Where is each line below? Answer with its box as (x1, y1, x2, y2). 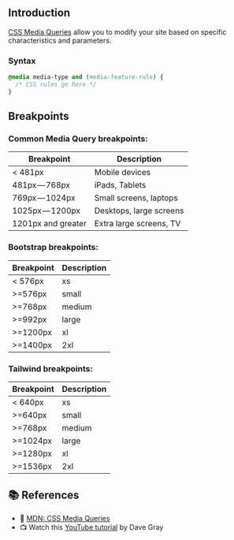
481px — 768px (12, 180, 71, 191)
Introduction (8, 6, 71, 20)
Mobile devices (94, 167, 151, 178)
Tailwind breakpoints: (8, 363, 93, 374)
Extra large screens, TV (94, 218, 181, 229)
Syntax (8, 55, 36, 66)
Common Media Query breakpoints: (8, 133, 148, 144)
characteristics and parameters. (8, 35, 112, 45)
